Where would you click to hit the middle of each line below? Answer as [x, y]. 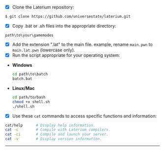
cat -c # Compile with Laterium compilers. [58, 130]
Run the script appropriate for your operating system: [66, 55]
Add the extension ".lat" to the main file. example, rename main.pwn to [82, 44]
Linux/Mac [23, 88]
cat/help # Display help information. [50, 125]
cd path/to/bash [29, 97]
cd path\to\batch [30, 74]
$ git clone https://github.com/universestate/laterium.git [68, 17]
